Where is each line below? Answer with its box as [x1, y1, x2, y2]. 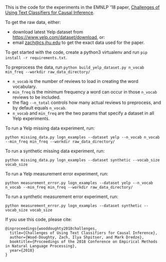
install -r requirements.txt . [5, 54, 67, 60]
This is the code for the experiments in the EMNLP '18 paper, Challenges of [5, 4, 160, 10]
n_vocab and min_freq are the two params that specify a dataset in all [12, 110, 154, 116]
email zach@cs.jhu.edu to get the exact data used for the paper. [12, 39, 145, 45]
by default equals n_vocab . [12, 105, 66, 110]
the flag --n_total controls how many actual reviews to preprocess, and [12, 99, 161, 105]
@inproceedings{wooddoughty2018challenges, [5, 226, 97, 231]
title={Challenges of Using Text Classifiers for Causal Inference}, [9, 230, 157, 235]
